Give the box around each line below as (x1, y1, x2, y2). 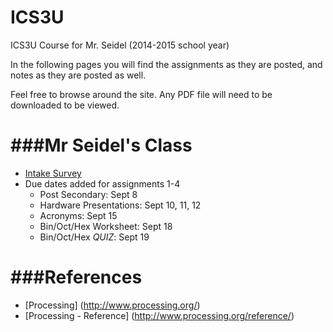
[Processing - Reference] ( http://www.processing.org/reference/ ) (24, 309, 295, 321)
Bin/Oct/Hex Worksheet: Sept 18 (39, 220, 173, 232)
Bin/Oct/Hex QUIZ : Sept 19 (39, 231, 150, 243)
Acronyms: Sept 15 (39, 209, 118, 221)
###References (10, 266, 143, 289)
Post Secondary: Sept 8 (39, 188, 138, 200)
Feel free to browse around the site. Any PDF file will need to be (10, 88, 273, 100)
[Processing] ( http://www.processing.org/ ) (24, 299, 201, 311)
